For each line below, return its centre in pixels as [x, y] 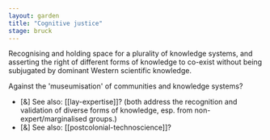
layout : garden [34, 16]
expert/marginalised [53, 119]
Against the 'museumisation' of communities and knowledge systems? [126, 86]
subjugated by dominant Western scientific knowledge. [100, 71]
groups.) [103, 119]
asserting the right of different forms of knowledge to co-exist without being [135, 62]
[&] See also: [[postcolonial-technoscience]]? [95, 128]
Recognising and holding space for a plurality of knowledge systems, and [131, 54]
